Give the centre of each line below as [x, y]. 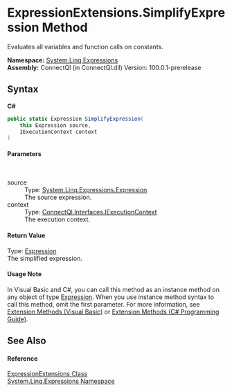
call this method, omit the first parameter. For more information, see [104, 304]
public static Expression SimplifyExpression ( [75, 119]
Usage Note [25, 274]
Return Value [26, 236]
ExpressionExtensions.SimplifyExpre [116, 13]
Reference [23, 358]
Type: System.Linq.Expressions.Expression [86, 190]
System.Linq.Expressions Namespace [61, 381]
